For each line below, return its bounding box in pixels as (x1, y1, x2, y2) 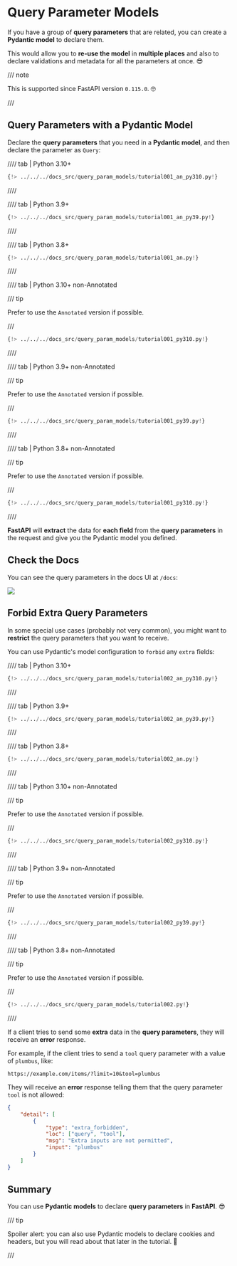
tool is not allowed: (7, 1090, 65, 1099)
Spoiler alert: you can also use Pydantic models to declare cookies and (7, 1230, 215, 1238)
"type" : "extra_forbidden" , (45, 1124, 130, 1132)
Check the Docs (7, 554, 80, 566)
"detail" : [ (20, 1111, 56, 1118)
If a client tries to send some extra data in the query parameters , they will (7, 1028, 225, 1036)
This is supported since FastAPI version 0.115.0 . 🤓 (7, 84, 157, 93)
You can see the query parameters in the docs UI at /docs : (7, 573, 178, 581)
